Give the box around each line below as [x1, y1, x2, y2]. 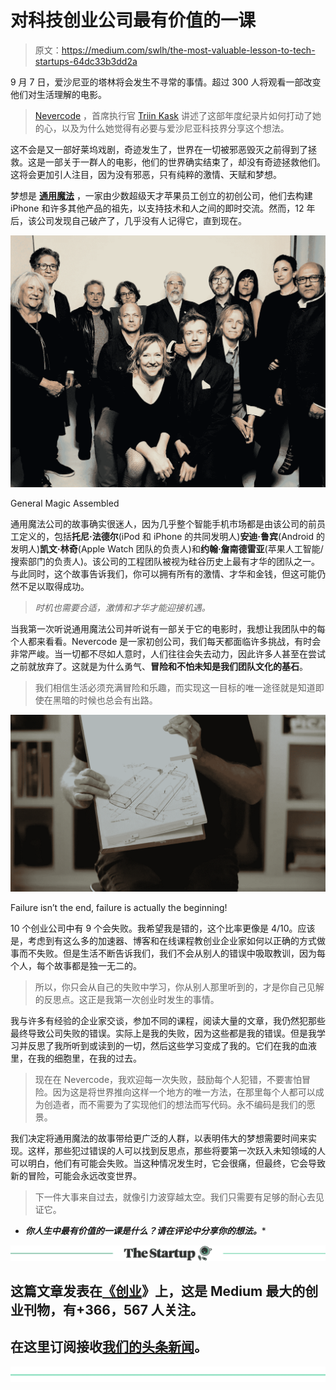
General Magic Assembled [10, 497, 120, 510]
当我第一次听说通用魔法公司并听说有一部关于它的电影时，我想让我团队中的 [10, 623, 317, 635]
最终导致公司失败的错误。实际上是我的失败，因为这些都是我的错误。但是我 [10, 1027, 317, 1039]
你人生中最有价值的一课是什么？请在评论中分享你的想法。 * [24, 1224, 267, 1236]
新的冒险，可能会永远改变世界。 [10, 1169, 142, 1181]
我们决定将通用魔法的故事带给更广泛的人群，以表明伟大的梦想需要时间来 [10, 1132, 308, 1144]
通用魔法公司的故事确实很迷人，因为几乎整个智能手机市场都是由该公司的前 [10, 518, 317, 530]
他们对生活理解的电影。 [10, 88, 107, 100]
